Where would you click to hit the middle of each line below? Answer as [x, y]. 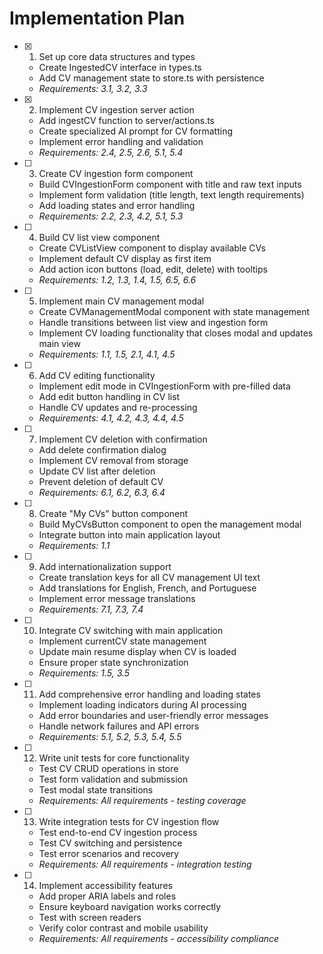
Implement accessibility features [105, 885]
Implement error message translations [117, 598]
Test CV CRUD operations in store [108, 768]
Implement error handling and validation [121, 141]
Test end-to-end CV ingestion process [118, 832]
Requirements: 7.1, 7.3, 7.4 [91, 609]
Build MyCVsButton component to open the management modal [170, 524]
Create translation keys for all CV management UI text [149, 577]
